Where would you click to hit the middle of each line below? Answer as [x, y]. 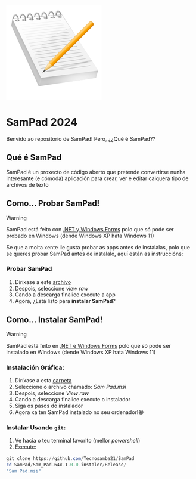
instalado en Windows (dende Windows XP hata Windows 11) [81, 352]
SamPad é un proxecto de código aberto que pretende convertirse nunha [96, 172]
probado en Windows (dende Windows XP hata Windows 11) [80, 236]
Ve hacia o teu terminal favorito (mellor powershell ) [77, 441]
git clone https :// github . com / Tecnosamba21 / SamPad [70, 459]
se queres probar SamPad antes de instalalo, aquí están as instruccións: [95, 254]
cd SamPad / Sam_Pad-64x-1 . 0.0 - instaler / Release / [66, 465]
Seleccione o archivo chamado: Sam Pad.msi [70, 387]
